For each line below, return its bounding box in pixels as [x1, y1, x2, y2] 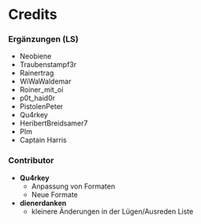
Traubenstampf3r [19, 60, 77, 69]
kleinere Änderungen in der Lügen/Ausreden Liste [31, 207, 194, 216]
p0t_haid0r [19, 93, 56, 103]
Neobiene [19, 51, 52, 61]
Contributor [8, 155, 54, 166]
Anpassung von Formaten [31, 181, 116, 191]
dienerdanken [19, 198, 67, 207]
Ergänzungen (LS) [8, 34, 79, 45]
